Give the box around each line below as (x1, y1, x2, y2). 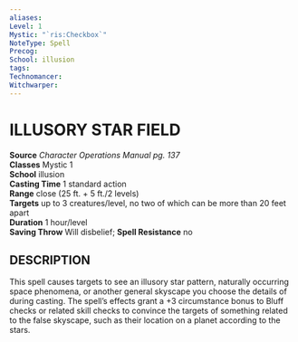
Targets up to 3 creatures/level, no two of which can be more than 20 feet (9, 197, 287, 208)
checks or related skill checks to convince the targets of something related (9, 305, 288, 317)
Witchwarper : (9, 81, 59, 90)
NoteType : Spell (9, 38, 71, 48)
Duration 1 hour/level (9, 216, 88, 227)
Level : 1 (9, 22, 43, 31)
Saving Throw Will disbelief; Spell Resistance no (9, 226, 193, 237)
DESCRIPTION (9, 252, 91, 268)
